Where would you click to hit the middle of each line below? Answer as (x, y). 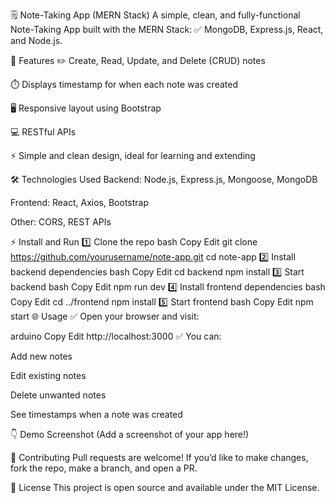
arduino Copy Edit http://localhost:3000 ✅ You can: (116, 336)
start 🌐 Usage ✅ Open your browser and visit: (105, 316)
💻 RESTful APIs (43, 132)
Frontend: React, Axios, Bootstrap (80, 202)
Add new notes (41, 356)
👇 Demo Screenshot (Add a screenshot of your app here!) (130, 434)
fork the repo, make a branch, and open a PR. (104, 468)
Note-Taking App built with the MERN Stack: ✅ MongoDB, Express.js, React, (167, 29)
